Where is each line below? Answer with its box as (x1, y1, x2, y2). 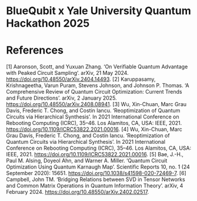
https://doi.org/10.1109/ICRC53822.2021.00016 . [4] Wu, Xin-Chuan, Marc (6, 126, 182, 133)
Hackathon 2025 (6, 17, 90, 30)
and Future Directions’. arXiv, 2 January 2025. (6, 94, 117, 101)
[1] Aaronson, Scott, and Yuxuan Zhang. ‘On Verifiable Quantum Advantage (6, 63, 188, 70)
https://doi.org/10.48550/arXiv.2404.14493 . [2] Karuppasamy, (6, 75, 156, 83)
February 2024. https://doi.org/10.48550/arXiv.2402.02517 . (6, 189, 149, 196)
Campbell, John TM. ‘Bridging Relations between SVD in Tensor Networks (6, 176, 185, 183)
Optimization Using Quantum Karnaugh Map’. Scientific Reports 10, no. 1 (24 (6, 163, 190, 170)
